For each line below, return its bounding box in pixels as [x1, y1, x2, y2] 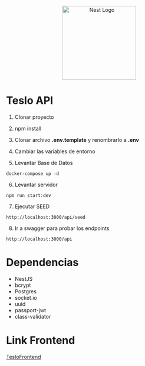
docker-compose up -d [6, 170, 60, 177]
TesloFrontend [6, 353, 41, 360]
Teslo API [6, 94, 54, 108]
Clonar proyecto [14, 113, 54, 121]
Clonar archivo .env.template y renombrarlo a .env [14, 136, 140, 143]
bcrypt [14, 281, 31, 289]
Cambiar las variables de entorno [14, 148, 95, 155]
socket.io [14, 294, 37, 301]
